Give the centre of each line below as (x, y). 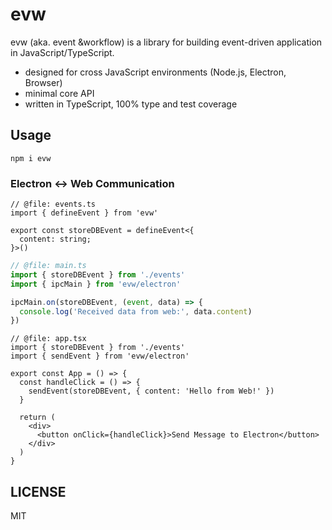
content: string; (55, 239)
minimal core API (59, 93)
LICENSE (38, 491)
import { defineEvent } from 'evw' (84, 213)
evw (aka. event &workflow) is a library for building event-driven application (166, 42)
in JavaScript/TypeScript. (62, 52)
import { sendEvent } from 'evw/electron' (100, 356)
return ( (37, 418)
